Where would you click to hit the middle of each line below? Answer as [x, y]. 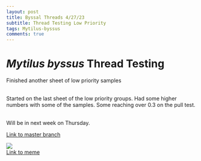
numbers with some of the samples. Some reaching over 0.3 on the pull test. [101, 105]
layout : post [23, 12]
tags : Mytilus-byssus [33, 29]
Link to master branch [33, 135]
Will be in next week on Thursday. [48, 123]
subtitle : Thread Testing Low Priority [56, 23]
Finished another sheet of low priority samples [64, 80]
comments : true [25, 34]
